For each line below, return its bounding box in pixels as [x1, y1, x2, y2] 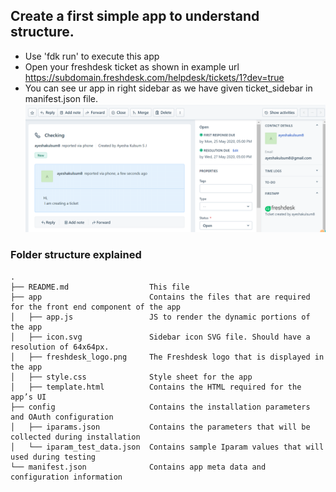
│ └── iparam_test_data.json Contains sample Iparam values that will [10, 442, 325, 452]
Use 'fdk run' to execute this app [24, 50, 160, 62]
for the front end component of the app [10, 302, 182, 312]
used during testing [10, 452, 97, 462]
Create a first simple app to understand [10, 8, 260, 25]
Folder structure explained [10, 248, 142, 262]
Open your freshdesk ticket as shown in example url [24, 60, 240, 73]
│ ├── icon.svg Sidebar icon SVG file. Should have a [10, 332, 311, 342]
